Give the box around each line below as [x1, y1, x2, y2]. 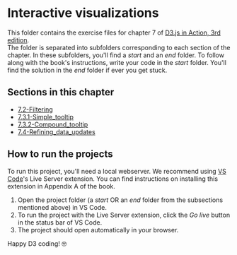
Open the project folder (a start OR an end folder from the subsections [17, 196, 224, 204]
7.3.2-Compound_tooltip [17, 120, 88, 129]
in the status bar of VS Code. [17, 218, 103, 227]
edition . [7, 35, 30, 44]
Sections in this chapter [7, 86, 115, 98]
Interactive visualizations [7, 5, 159, 21]
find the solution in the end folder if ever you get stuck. [7, 66, 168, 74]
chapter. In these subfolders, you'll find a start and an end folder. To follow [7, 51, 225, 59]
